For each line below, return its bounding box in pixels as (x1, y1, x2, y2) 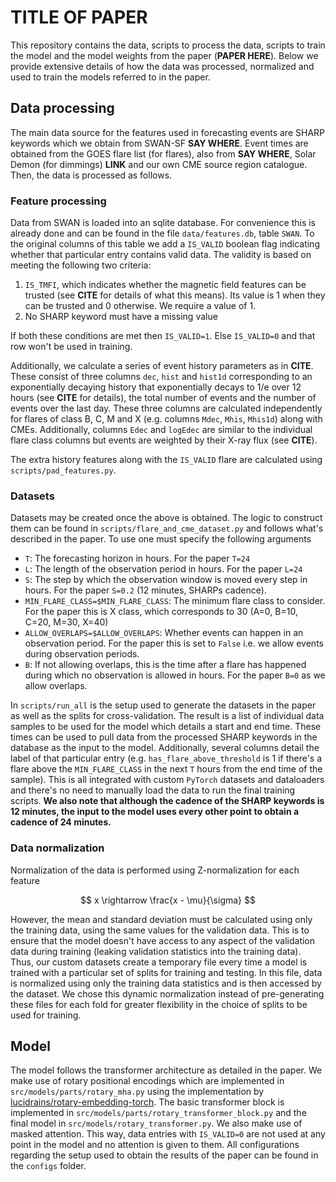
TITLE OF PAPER (10, 6, 148, 29)
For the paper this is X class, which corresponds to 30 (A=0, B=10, (24, 606, 298, 618)
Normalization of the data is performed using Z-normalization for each (10, 864, 300, 876)
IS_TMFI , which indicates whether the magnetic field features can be (24, 279, 307, 291)
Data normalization (10, 841, 105, 855)
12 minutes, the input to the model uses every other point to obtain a (10, 806, 300, 818)
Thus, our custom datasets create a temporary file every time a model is (10, 956, 308, 968)
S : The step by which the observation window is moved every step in (24, 574, 308, 586)
